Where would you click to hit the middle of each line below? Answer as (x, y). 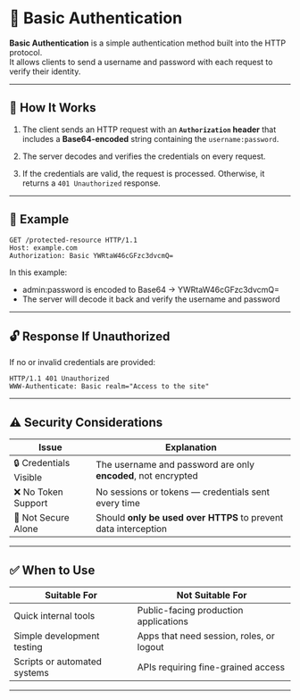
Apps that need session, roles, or (206, 636)
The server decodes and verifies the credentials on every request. (144, 156)
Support (31, 504)
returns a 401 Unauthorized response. (91, 183)
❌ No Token (39, 492)
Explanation (191, 447)
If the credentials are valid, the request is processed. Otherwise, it (143, 173)
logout (150, 647)
